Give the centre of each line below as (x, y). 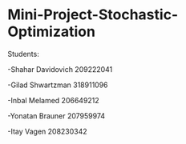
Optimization (51, 32)
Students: (23, 54)
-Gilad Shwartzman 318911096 (58, 85)
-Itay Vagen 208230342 (47, 131)
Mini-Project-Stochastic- (93, 15)
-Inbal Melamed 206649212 (53, 100)
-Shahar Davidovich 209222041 (60, 69)
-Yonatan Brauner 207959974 (57, 116)
